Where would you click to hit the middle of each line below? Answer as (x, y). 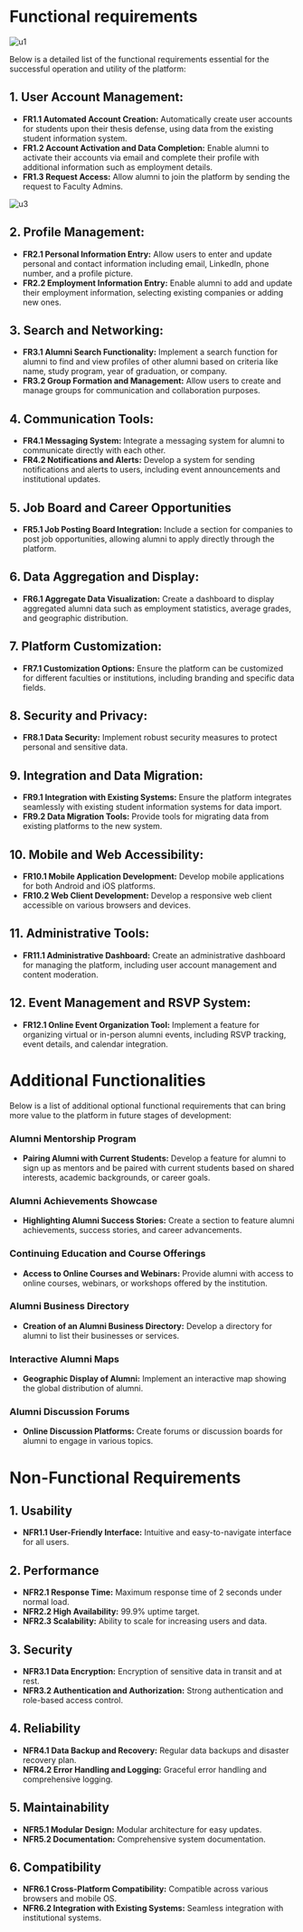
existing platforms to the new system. (92, 826)
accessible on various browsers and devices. (107, 905)
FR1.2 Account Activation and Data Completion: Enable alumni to (146, 147)
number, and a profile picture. (78, 273)
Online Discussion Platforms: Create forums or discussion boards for (152, 1431)
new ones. (42, 302)
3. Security (41, 1649)
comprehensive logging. (67, 1779)
